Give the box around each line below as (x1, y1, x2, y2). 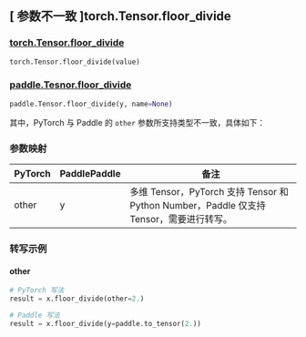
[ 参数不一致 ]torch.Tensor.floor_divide (9, 8, 232, 25)
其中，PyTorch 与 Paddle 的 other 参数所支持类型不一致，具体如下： (9, 117, 266, 128)
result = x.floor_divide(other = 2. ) (9, 294, 145, 303)
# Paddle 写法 (9, 311, 61, 320)
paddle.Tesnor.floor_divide (9, 78, 132, 91)
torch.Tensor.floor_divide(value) (9, 57, 141, 66)
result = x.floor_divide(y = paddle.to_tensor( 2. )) (9, 319, 202, 328)
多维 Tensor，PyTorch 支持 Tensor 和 (129, 186, 289, 199)
